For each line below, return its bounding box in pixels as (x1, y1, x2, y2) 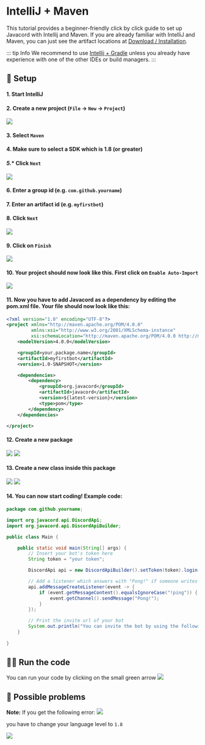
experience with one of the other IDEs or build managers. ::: (6, 56, 157, 63)
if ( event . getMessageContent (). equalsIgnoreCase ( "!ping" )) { (38, 589, 198, 596)
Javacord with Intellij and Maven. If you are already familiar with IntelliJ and (6, 31, 195, 38)
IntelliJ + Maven (6, 4, 89, 18)
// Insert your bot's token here (28, 550, 113, 556)
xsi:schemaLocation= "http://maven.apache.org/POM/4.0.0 (31, 333, 176, 339)
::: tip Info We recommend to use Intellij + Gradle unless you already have (6, 49, 190, 56)
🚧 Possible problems (6, 691, 86, 702)
